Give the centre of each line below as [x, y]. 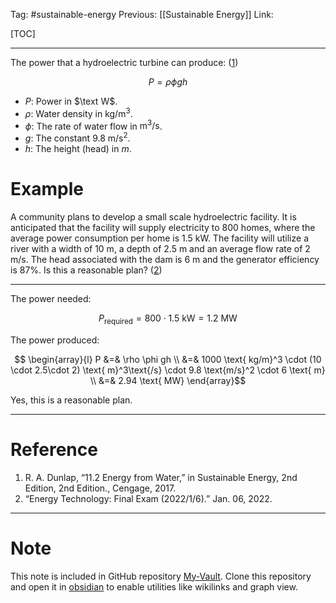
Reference [54, 449]
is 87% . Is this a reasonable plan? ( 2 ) [86, 270]
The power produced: [55, 340]
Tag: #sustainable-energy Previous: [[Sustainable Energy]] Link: [142, 14]
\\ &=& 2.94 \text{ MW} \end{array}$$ [168, 380]
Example [47, 189]
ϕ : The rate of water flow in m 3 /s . [93, 125]
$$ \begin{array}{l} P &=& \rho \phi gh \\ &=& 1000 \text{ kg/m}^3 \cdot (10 [168, 359]
